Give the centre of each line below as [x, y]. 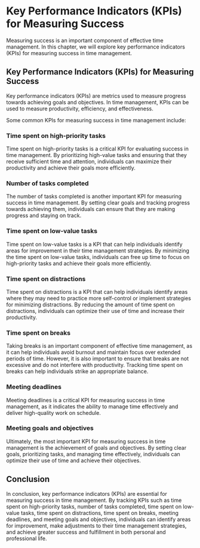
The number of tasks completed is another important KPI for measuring [94, 197]
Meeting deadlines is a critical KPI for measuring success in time [86, 400]
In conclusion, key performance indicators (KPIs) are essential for [87, 493]
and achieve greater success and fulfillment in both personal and [86, 532]
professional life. [27, 538]
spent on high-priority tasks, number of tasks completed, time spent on [94, 506]
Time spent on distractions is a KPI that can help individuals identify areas [97, 291]
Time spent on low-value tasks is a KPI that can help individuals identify [95, 244]
